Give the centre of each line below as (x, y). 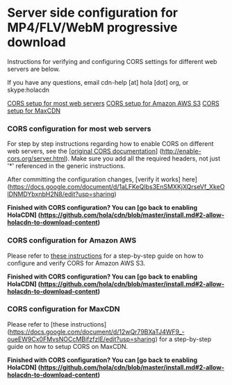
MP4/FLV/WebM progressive (93, 27)
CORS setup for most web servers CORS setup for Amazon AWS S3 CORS (114, 103)
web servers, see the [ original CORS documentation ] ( (84, 151)
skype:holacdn (28, 90)
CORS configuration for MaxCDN (64, 309)
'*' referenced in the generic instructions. (66, 166)
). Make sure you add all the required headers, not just (143, 158)
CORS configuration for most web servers (79, 129)
